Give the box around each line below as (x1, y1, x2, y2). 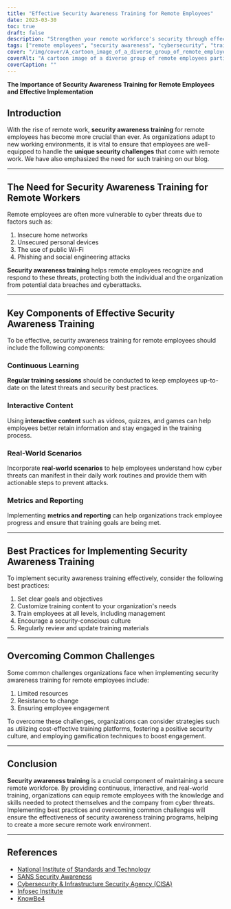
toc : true (7, 23, 36, 30)
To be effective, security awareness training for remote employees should (7, 336, 217, 345)
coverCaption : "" (7, 61, 57, 68)
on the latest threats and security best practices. (21, 383, 159, 392)
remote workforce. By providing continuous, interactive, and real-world (7, 784, 208, 792)
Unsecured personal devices (16, 238, 99, 246)
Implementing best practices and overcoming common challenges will (7, 806, 206, 814)
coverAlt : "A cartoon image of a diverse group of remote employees (7, 55, 208, 62)
